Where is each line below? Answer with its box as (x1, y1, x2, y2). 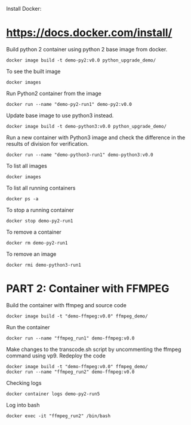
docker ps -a (6, 195, 39, 202)
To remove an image (6, 250, 57, 258)
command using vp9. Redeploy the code (6, 352, 106, 359)
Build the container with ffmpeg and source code (6, 301, 127, 308)
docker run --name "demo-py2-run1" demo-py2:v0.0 (6, 101, 133, 107)
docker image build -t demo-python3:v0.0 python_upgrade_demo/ (6, 123, 167, 129)
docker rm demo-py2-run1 (6, 240, 68, 246)
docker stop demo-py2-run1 (6, 218, 73, 224)
